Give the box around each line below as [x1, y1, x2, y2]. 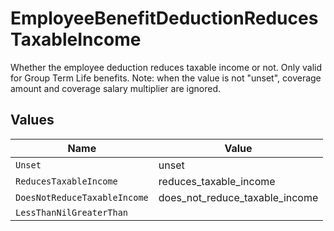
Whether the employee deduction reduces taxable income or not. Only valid [10, 61, 323, 73]
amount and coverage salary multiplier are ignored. [10, 82, 221, 94]
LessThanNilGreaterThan [15, 207, 129, 218]
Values [10, 112, 55, 129]
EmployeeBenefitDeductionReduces [10, 7, 319, 30]
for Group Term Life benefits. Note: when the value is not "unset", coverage [10, 72, 322, 84]
